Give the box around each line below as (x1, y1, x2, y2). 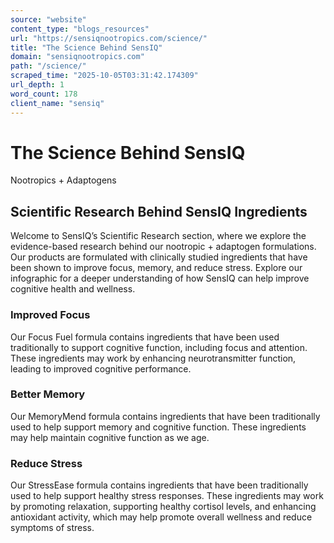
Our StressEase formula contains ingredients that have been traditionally (10, 479, 309, 491)
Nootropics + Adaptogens (10, 174, 117, 186)
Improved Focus (10, 308, 91, 322)
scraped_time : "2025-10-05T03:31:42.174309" (10, 71, 199, 81)
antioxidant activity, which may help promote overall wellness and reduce (10, 511, 313, 523)
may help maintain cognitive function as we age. (10, 431, 210, 443)
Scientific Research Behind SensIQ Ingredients (10, 203, 308, 220)
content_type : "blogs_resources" (10, 24, 150, 34)
